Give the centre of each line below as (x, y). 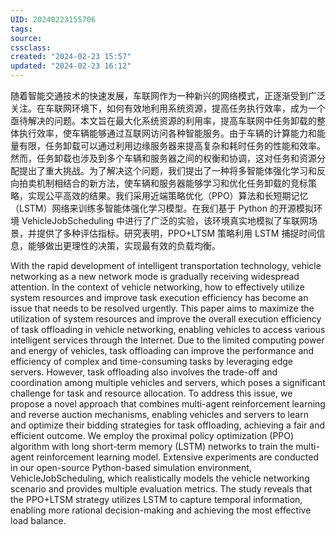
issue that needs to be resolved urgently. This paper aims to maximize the (162, 308)
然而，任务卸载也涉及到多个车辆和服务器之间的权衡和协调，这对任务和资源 (163, 158)
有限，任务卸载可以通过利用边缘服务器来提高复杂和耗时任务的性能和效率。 (172, 145)
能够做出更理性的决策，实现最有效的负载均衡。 (124, 245)
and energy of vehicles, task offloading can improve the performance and (162, 350)
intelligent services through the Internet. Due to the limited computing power (167, 340)
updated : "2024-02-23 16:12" (71, 66)
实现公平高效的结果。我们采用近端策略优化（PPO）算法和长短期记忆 (168, 195)
